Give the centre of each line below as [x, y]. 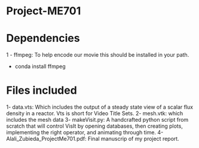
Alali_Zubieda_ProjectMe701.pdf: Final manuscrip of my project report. [93, 139]
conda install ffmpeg [40, 66]
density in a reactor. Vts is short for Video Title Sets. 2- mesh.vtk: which [95, 113]
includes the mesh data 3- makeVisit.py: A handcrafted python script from [97, 120]
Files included [42, 90]
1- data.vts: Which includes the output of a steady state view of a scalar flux [99, 107]
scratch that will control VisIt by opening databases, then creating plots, [95, 126]
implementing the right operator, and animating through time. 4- [85, 132]
